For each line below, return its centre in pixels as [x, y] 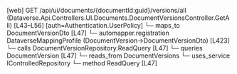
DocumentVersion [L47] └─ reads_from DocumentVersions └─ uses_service [118, 55]
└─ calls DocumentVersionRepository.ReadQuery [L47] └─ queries [105, 48]
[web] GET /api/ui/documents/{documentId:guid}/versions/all [96, 10]
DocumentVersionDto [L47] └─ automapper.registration [88, 33]
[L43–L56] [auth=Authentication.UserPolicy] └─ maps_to [97, 25]
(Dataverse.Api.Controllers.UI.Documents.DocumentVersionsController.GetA [118, 18]
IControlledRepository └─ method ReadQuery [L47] [82, 63]
